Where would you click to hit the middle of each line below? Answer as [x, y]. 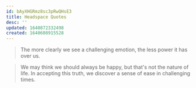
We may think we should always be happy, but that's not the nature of [104, 67]
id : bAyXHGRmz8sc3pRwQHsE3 [39, 11]
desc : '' [17, 22]
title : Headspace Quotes [36, 17]
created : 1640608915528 [35, 33]
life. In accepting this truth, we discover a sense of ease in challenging [105, 73]
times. [28, 80]
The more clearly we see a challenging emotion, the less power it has [104, 50]
